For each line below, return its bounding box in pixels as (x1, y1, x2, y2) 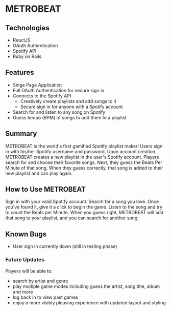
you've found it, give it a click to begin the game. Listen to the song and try (5, 204, 163, 210)
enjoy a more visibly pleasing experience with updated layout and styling (12, 299, 166, 305)
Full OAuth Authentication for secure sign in (12, 87, 105, 93)
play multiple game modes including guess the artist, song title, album (12, 283, 160, 289)
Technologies (5, 24, 50, 32)
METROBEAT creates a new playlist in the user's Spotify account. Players (5, 154, 159, 160)
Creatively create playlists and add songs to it (20, 98, 116, 104)
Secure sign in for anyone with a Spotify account (20, 103, 123, 110)
